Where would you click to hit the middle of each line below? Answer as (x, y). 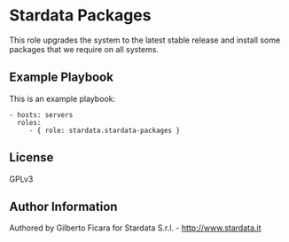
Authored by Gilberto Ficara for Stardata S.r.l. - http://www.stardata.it (135, 228)
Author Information (63, 206)
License (31, 157)
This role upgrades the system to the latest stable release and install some (145, 40)
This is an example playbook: (62, 98)
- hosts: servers (41, 115)
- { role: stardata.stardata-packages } (104, 130)
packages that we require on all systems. (84, 49)
